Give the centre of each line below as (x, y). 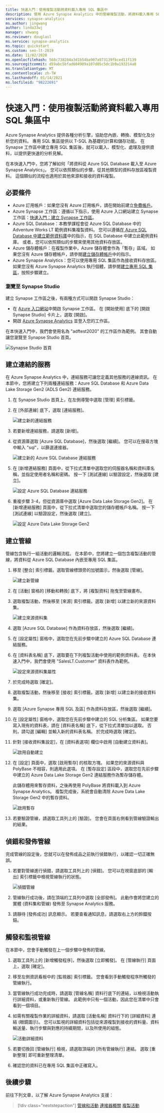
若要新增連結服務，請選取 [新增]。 (47, 431)
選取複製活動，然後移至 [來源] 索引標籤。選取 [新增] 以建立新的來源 (80, 601)
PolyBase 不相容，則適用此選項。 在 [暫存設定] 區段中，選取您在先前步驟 (85, 769)
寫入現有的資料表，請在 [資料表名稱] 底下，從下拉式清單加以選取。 (79, 726)
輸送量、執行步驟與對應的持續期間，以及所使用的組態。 (68, 1028)
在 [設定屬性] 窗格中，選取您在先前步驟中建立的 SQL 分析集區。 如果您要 (85, 719)
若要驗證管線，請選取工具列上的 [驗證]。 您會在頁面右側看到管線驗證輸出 (86, 818)
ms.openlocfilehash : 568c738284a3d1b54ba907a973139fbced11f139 (71, 60)
